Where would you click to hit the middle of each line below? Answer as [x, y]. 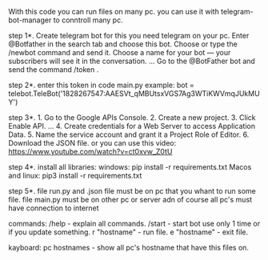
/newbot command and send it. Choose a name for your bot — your [120, 52]
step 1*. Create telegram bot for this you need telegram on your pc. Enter [129, 36]
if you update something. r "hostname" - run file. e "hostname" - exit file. [128, 232]
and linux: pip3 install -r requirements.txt [75, 176]
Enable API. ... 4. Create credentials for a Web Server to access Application [132, 126]
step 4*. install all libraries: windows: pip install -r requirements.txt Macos [130, 167]
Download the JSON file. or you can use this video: [92, 143]
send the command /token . [54, 70]
